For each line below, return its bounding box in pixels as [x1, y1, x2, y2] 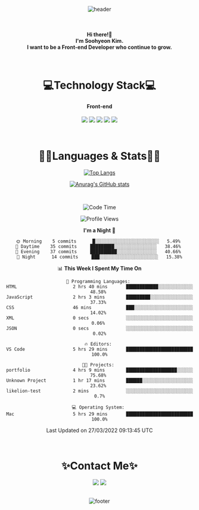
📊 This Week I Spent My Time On [57, 265, 142, 272]
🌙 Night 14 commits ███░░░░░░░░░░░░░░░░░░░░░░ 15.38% [17, 254, 182, 260]
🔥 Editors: [84, 341, 112, 347]
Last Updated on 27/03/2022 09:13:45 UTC [46, 427, 153, 434]
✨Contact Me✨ [61, 459, 138, 472]
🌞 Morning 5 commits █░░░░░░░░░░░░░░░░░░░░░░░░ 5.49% [15, 238, 181, 244]
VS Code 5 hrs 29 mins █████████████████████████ [6, 346, 193, 352]
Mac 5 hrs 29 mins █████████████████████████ [6, 411, 193, 417]
